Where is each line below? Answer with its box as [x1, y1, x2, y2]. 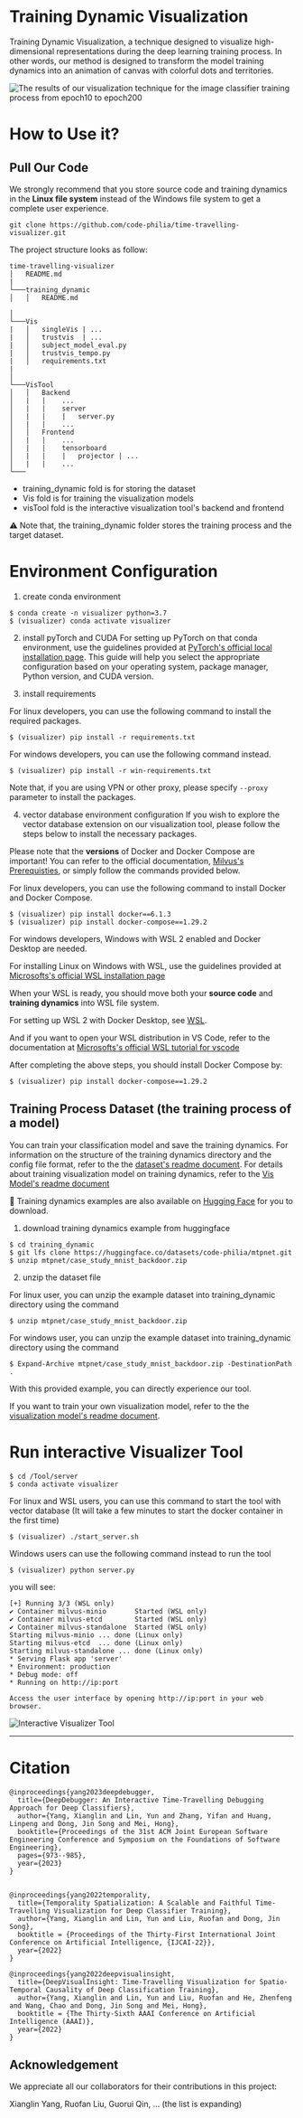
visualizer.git [9, 228, 67, 237]
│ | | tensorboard [9, 443, 106, 453]
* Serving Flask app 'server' [9, 1654, 124, 1663]
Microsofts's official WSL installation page [9, 970, 166, 981]
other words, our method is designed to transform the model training [9, 55, 264, 66]
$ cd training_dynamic [9, 1240, 95, 1249]
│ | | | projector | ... [9, 451, 140, 460]
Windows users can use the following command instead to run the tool [9, 1548, 271, 1558]
